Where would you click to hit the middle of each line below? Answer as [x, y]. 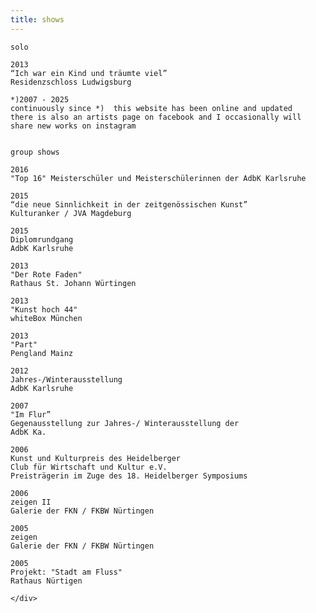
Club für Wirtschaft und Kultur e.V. [89, 467]
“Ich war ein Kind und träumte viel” [89, 73]
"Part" [24, 344]
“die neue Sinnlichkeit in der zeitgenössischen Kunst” [129, 204]
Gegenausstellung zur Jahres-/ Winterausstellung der [125, 423]
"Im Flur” [31, 414]
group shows [35, 152]
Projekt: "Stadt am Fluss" [66, 572]
